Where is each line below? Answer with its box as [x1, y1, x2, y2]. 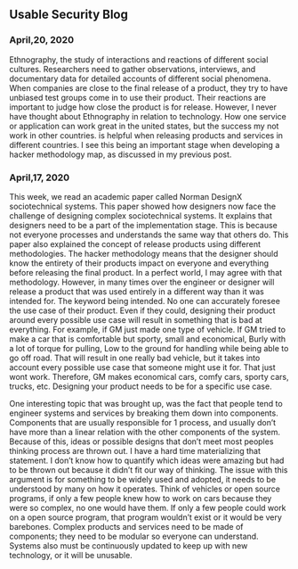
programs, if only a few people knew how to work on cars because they [9, 492, 272, 503]
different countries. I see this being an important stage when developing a [9, 139, 280, 150]
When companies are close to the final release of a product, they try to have [9, 82, 288, 93]
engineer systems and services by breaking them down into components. [9, 408, 278, 418]
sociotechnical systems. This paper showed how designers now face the [9, 201, 277, 211]
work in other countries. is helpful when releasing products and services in [9, 129, 283, 141]
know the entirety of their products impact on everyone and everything [9, 258, 270, 268]
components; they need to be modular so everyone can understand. [9, 531, 260, 541]
